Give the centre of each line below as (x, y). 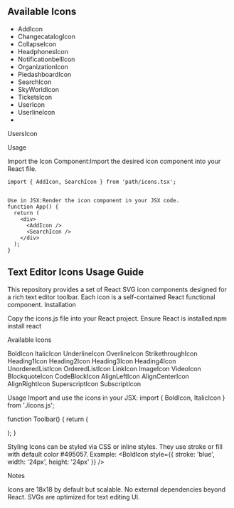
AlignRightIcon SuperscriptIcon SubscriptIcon (74, 383)
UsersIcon (22, 133)
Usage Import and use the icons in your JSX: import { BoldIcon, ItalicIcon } (116, 398)
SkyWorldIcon (38, 89)
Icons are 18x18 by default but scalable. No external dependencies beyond (117, 489)
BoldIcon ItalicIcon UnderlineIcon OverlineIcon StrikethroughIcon (102, 353)
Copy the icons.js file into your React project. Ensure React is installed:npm (117, 318)
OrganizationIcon (43, 66)
